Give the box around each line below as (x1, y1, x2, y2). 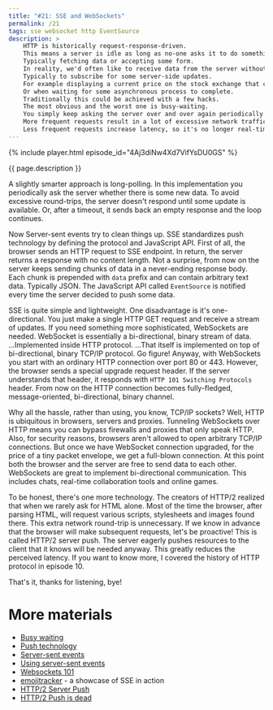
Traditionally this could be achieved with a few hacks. (23, 95, 220, 103)
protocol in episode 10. (8, 561, 84, 571)
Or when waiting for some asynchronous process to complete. (23, 87, 234, 96)
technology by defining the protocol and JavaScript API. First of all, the (8, 237, 246, 248)
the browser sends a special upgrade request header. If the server (8, 366, 230, 375)
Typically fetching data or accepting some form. (23, 58, 195, 66)
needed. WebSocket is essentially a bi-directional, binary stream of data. (8, 331, 252, 341)
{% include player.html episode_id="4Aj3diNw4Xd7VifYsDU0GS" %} (8, 147, 238, 157)
